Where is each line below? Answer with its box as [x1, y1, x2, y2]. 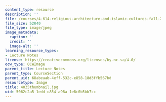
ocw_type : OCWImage [5, 62, 45, 67]
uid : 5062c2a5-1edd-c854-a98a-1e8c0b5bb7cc [5, 89, 96, 94]
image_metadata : [5, 30, 39, 35]
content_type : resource [5, 7, 54, 12]
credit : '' [9, 39, 32, 44]
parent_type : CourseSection [5, 71, 63, 76]
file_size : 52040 [5, 21, 41, 26]
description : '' [5, 12, 39, 17]
